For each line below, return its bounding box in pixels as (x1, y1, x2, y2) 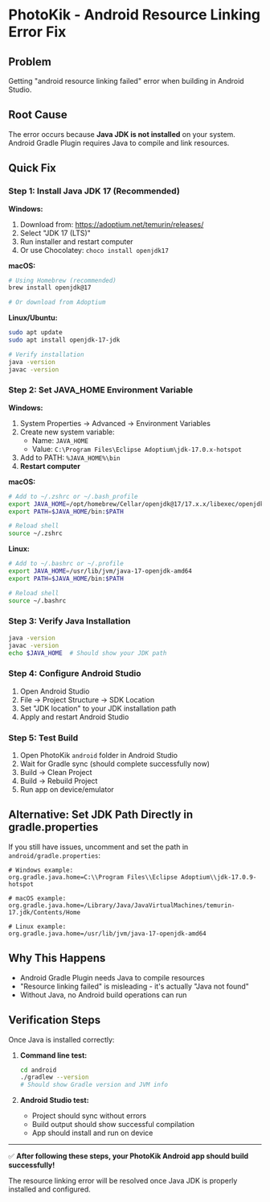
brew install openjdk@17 (8, 284, 92, 292)
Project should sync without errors (31, 1111, 147, 1121)
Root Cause (8, 108, 68, 122)
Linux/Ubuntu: (8, 313, 58, 323)
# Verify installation (8, 350, 84, 359)
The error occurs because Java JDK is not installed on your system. (8, 129, 235, 139)
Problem (8, 55, 52, 68)
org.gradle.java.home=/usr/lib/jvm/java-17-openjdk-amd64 (8, 929, 207, 938)
